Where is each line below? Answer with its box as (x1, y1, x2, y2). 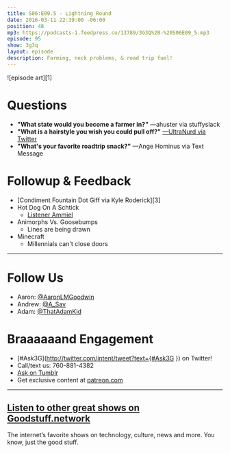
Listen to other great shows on (7, 402, 140, 413)
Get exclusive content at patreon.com (16, 376, 123, 384)
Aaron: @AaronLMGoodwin (16, 293, 94, 301)
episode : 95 (7, 36, 41, 42)
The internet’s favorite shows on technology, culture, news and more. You (7, 431, 215, 439)
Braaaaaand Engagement (7, 331, 154, 347)
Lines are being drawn (27, 225, 91, 233)
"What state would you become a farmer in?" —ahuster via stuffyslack (16, 120, 220, 128)
